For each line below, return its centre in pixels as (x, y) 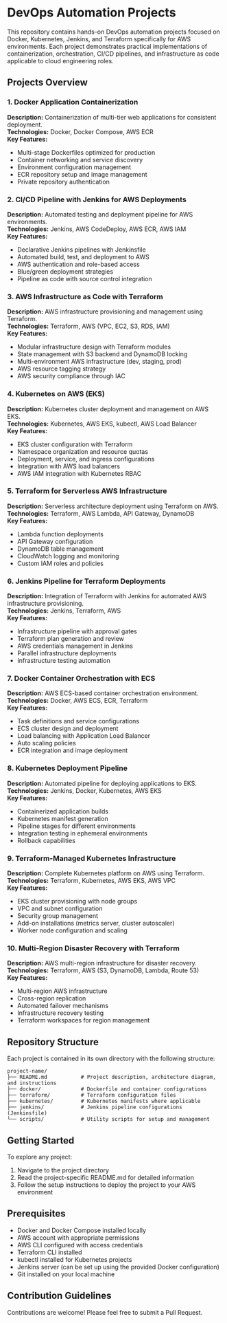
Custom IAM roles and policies (60, 563)
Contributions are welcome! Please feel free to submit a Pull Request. (105, 1312)
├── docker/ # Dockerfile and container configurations (107, 1089)
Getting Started (41, 1140)
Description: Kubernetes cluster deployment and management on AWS (108, 409)
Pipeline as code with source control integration (84, 278)
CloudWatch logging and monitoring (68, 556)
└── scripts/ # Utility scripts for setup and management (109, 1119)
